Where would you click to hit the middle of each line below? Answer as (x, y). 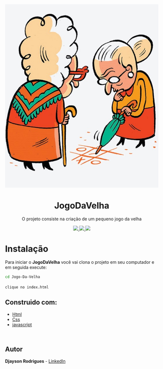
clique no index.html (27, 287)
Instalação (27, 249)
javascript (22, 324)
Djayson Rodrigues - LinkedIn (35, 361)
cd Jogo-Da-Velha (23, 277)
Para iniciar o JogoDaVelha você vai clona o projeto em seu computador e (80, 262)
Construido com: (31, 302)
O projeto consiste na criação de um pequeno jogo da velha (82, 219)
